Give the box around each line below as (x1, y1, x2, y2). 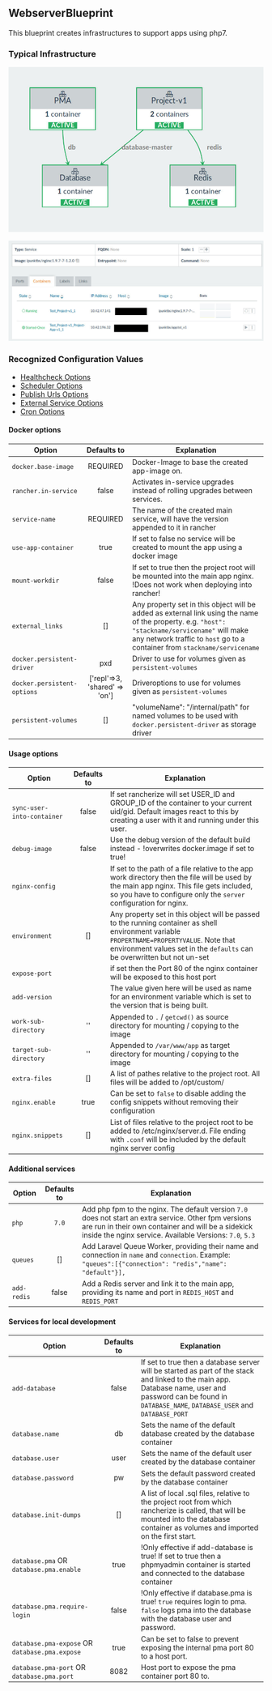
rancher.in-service (11, 487, 78, 495)
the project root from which (140, 1497, 232, 1506)
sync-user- (11, 803, 49, 812)
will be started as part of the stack (140, 1365, 255, 1375)
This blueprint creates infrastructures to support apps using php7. (8, 28, 228, 37)
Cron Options (19, 407, 65, 416)
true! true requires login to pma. (140, 1597, 247, 1607)
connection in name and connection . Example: (82, 1250, 231, 1260)
